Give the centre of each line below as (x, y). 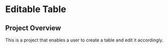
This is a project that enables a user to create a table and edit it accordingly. (84, 40)
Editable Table (36, 9)
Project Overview (33, 28)
